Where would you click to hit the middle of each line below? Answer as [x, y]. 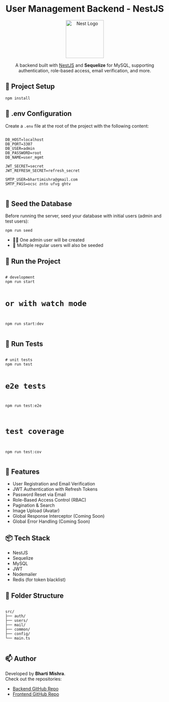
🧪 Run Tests [24, 344]
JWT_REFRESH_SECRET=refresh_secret [43, 171]
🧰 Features [22, 471]
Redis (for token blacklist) [39, 580]
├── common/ [18, 629]
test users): [17, 221]
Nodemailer [24, 574]
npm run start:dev [24, 324]
